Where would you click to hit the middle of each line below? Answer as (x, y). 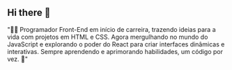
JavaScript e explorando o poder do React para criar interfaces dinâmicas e (116, 44)
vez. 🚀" (17, 59)
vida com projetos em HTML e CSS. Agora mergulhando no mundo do (108, 37)
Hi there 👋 (29, 13)
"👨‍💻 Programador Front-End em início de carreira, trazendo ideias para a (111, 29)
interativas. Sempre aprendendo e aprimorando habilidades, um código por (115, 51)
